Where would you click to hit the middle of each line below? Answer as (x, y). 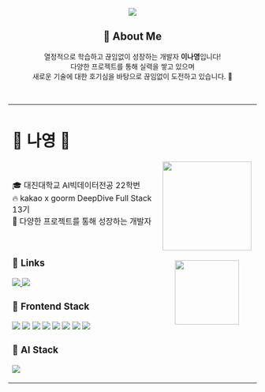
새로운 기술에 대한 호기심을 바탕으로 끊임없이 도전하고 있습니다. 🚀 (132, 76)
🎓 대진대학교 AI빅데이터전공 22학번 (76, 186)
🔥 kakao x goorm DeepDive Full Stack (82, 198)
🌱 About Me (132, 37)
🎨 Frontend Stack (51, 307)
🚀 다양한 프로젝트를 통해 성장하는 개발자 (82, 221)
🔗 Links (28, 263)
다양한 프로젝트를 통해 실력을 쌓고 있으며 (132, 66)
